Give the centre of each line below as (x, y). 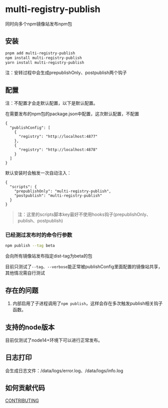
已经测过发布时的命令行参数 (39, 235)
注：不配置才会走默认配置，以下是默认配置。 (52, 103)
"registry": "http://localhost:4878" (58, 150)
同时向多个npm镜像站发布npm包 (39, 24)
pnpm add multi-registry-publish (40, 53)
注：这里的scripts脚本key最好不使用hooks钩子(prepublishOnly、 (84, 214)
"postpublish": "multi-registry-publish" (58, 196)
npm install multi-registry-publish (44, 58)
